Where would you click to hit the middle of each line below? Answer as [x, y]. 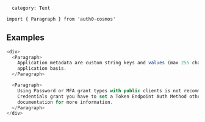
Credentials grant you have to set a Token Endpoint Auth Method [102, 97]
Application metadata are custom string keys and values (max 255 [103, 63]
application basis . [42, 69]
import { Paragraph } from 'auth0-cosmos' [61, 19]
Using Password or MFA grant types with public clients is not [99, 90]
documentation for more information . [65, 102]
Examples [25, 38]
